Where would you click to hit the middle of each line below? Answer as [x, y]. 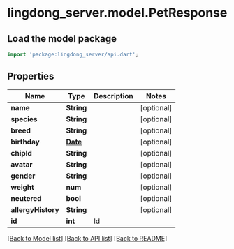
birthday [25, 142]
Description [114, 96]
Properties [31, 76]
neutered [26, 198]
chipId [22, 153]
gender [23, 176]
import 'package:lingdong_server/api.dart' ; [73, 54]
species [24, 119]
